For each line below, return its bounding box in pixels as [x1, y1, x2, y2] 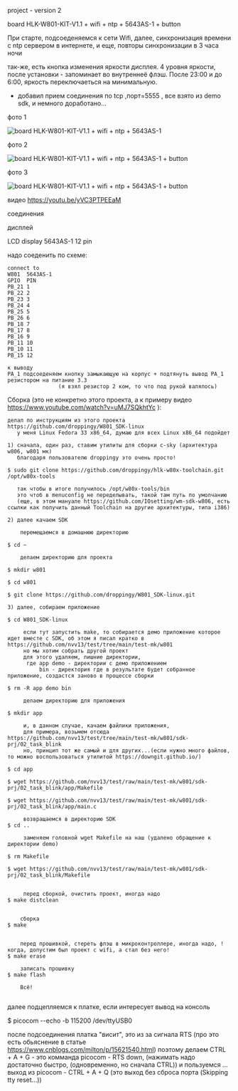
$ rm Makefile [7, 853, 50, 860]
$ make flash [7, 971, 46, 978]
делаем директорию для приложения [23, 697, 126, 704]
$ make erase [7, 953, 46, 960]
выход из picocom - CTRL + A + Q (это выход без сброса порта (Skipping [7, 1068, 229, 1076]
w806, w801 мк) [7, 448, 53, 455]
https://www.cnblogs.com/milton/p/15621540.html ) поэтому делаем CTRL [7, 1045, 226, 1053]
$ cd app [7, 766, 33, 773]
